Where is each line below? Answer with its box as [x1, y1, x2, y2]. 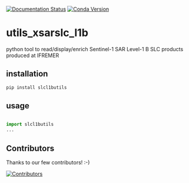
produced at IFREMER [6, 52, 59, 59]
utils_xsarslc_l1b [6, 26, 88, 39]
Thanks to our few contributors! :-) [6, 159, 90, 166]
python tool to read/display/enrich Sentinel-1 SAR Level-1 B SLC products [6, 45, 184, 52]
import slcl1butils [6, 121, 54, 128]
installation [6, 69, 48, 79]
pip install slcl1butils [6, 84, 67, 91]
